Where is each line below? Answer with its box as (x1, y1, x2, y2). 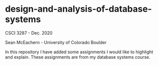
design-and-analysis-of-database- (5, 3, 152, 15)
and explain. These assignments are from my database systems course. (5, 54, 151, 60)
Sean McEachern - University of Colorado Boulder (5, 39, 107, 45)
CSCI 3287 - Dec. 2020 (5, 30, 53, 36)
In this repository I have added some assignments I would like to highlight (5, 49, 154, 55)
